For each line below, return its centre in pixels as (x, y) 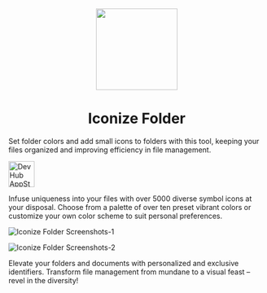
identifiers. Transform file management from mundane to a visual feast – (129, 272)
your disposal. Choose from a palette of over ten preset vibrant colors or (130, 207)
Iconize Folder (137, 118)
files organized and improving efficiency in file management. (110, 150)
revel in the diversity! (44, 280)
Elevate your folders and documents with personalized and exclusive (124, 263)
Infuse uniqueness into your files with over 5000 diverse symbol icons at (130, 199)
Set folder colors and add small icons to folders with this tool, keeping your (134, 141)
